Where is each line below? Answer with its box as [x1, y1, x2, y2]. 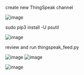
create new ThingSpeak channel [5, 5, 73, 10]
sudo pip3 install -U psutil [5, 24, 60, 30]
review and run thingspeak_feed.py [5, 44, 79, 50]
